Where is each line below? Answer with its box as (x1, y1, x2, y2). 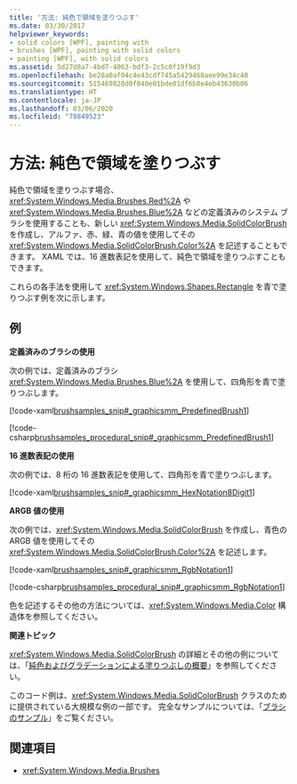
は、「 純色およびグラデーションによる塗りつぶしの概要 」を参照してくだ (9, 659, 269, 670)
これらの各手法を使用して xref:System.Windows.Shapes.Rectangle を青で (9, 281, 279, 292)
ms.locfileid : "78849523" (9, 112, 105, 121)
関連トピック (9, 629, 56, 641)
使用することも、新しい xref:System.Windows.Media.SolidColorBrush (32, 218, 287, 229)
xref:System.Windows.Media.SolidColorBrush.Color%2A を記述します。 (9, 546, 272, 557)
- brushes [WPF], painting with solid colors (9, 46, 181, 55)
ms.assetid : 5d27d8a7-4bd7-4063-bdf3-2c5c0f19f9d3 (9, 63, 201, 72)
